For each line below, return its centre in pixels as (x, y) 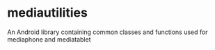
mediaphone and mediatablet (49, 39)
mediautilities (48, 13)
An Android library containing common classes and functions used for (107, 32)
